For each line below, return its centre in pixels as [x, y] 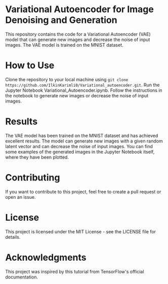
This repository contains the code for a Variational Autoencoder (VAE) [78, 34]
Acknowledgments [46, 257]
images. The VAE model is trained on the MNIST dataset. [64, 45]
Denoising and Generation [61, 20]
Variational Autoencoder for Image [80, 9]
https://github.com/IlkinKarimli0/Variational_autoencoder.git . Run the [83, 85]
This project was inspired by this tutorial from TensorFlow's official [75, 271]
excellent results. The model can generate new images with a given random [84, 141]
